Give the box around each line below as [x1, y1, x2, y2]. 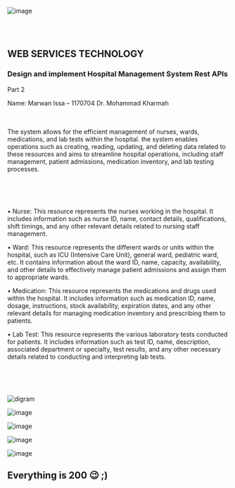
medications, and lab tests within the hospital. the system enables [7, 134, 198, 143]
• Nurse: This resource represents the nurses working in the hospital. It [7, 207, 214, 215]
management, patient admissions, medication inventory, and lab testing [7, 157, 215, 165]
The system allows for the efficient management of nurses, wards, [7, 127, 200, 136]
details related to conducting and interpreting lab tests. [7, 352, 167, 361]
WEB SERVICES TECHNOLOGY [7, 48, 144, 60]
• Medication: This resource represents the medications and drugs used [7, 286, 217, 295]
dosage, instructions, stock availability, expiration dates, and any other [7, 301, 212, 309]
